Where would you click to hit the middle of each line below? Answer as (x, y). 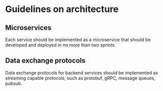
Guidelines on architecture (62, 9)
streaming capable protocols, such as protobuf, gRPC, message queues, (80, 78)
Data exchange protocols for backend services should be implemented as (82, 72)
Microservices (28, 28)
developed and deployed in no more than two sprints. (61, 45)
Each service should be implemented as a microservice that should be (78, 39)
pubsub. (14, 83)
